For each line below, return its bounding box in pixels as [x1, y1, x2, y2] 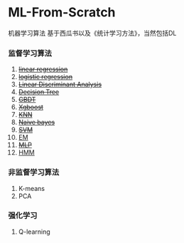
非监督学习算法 [8, 167, 60, 177]
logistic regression [18, 73, 73, 81]
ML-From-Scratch [8, 4, 116, 21]
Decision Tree [18, 88, 60, 96]
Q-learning [18, 227, 50, 236]
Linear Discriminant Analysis [18, 80, 102, 89]
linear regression [18, 65, 68, 73]
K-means [18, 184, 45, 192]
